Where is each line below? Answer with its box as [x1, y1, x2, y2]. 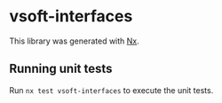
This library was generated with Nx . [9, 36, 139, 46]
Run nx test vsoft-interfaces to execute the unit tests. [9, 84, 214, 95]
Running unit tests [9, 61, 113, 76]
